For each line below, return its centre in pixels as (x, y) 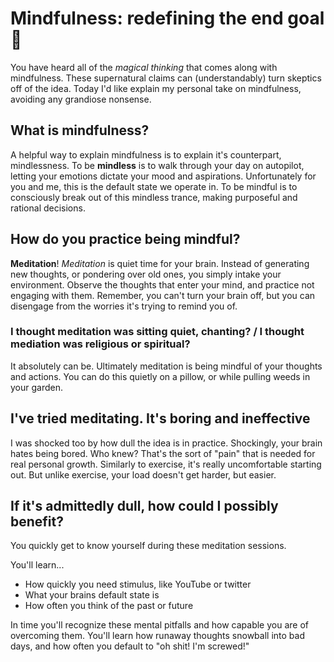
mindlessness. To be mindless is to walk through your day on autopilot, (157, 165)
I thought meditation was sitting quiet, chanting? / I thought (157, 332)
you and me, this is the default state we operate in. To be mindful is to (154, 186)
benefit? (37, 522)
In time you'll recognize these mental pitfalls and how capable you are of (159, 625)
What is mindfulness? (80, 130)
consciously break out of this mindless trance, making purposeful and (154, 197)
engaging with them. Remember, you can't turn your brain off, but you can (163, 295)
